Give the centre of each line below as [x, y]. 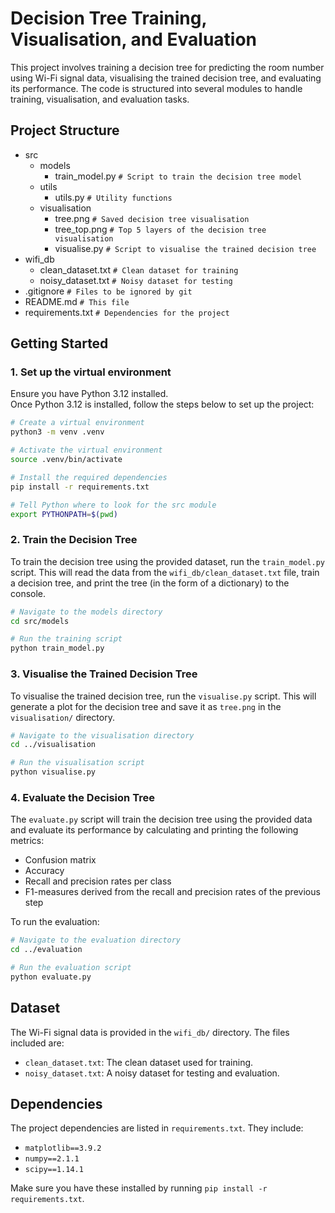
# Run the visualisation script [77, 763]
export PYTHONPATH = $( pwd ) [64, 514]
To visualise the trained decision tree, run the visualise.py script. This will [163, 696]
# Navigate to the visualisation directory [102, 735]
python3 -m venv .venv [57, 432]
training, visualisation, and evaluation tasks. [100, 99]
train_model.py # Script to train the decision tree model [178, 176]
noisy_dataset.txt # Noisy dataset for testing [136, 280]
